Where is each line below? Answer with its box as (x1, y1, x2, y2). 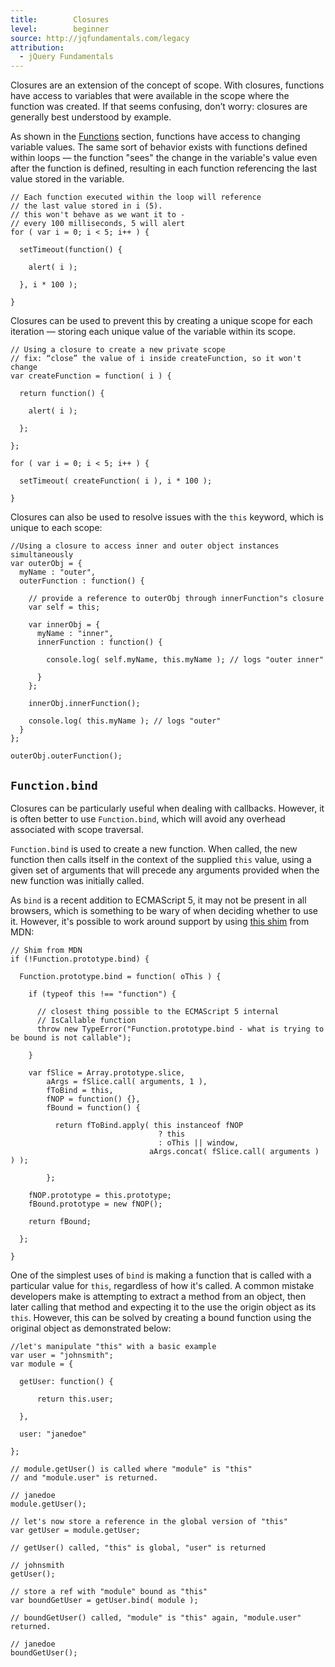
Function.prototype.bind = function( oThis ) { (19, 971, 222, 981)
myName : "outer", (19, 567, 97, 578)
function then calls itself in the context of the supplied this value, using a (10, 853, 312, 865)
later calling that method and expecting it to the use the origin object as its (10, 1301, 317, 1313)
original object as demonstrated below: (10, 1322, 172, 1334)
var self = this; (28, 602, 101, 613)
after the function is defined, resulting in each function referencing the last (10, 162, 318, 175)
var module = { (10, 1359, 74, 1369)
